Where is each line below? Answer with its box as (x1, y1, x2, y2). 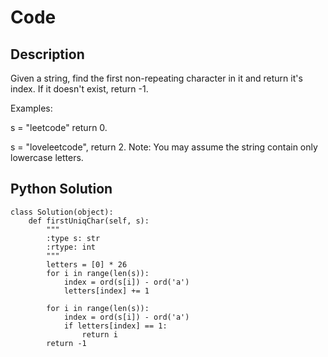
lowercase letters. (10, 152, 84, 163)
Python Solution (10, 181, 113, 198)
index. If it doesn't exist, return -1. (10, 83, 149, 95)
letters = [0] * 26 (46, 259, 128, 270)
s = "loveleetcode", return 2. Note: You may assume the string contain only (10, 141, 318, 153)
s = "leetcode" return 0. (10, 122, 108, 133)
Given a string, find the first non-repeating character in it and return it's (10, 72, 303, 84)
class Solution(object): (10, 207, 114, 217)
